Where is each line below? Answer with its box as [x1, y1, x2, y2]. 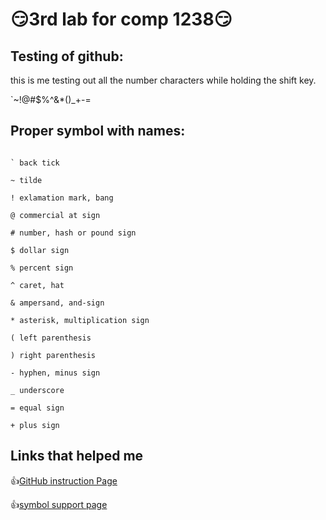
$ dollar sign [10, 245, 70, 255]
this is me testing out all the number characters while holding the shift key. [10, 74, 317, 86]
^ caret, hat [10, 280, 65, 290]
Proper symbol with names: [10, 123, 186, 140]
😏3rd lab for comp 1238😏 [10, 8, 233, 31]
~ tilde [10, 175, 43, 185]
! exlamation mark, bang [10, 193, 114, 203]
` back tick [10, 158, 60, 168]
